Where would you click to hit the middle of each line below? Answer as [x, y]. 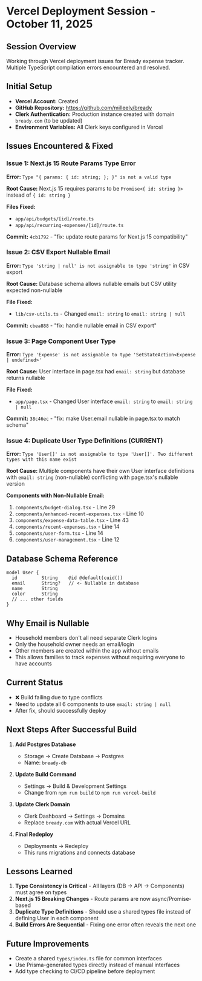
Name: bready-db [45, 762]
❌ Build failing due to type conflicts [59, 697]
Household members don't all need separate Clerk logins [86, 638]
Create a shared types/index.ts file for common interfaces [88, 959]
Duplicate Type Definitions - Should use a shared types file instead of [103, 912]
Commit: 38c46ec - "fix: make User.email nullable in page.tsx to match [93, 419]
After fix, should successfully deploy [60, 710]
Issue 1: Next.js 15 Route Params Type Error [71, 163]
